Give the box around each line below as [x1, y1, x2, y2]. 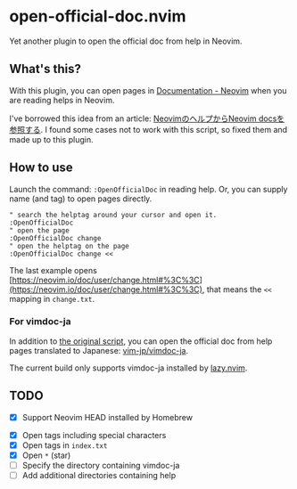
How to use [9, 160, 73, 175]
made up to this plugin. [9, 134, 94, 144]
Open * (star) [21, 450, 71, 460]
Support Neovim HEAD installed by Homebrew [21, 412, 194, 422]
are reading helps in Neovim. [9, 94, 115, 105]
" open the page [9, 225, 70, 235]
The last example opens [9, 265, 98, 275]
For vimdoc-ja [9, 315, 71, 328]
